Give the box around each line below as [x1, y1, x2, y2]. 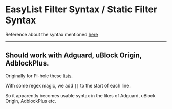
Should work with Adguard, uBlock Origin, [5, 51, 142, 60]
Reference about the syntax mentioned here [5, 31, 98, 37]
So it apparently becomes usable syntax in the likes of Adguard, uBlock [5, 92, 156, 98]
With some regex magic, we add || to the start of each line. [5, 82, 131, 89]
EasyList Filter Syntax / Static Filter [5, 4, 158, 15]
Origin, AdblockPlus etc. [5, 98, 56, 104]
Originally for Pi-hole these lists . [5, 73, 73, 79]
